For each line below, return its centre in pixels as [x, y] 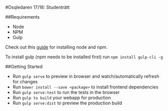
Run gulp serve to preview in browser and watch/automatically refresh [86, 76]
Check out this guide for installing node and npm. [57, 47]
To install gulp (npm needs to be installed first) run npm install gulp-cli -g [84, 57]
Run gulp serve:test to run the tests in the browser [66, 92]
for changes [25, 82]
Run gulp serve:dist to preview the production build [67, 103]
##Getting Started [24, 67]
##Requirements [22, 17]
